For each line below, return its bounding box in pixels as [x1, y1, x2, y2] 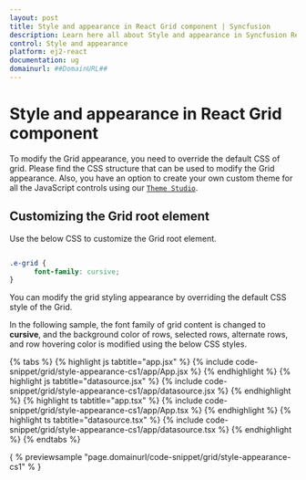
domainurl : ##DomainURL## [9, 65, 107, 74]
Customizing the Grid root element [9, 209, 209, 224]
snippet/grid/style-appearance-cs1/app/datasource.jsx [9, 385, 216, 397]
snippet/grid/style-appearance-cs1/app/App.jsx [9, 366, 189, 377]
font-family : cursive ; [33, 266, 120, 277]
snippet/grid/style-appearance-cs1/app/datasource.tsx [9, 424, 217, 435]
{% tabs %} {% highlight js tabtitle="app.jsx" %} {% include [9, 357, 234, 368]
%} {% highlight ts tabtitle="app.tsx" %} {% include [9, 395, 203, 406]
